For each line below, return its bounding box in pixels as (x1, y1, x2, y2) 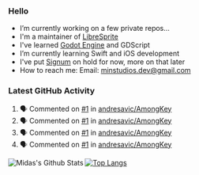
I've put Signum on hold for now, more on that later (19, 57, 186, 67)
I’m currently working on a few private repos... (19, 24, 170, 33)
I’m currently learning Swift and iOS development (19, 49, 180, 59)
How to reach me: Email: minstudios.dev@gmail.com (19, 66, 191, 75)
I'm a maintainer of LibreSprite (19, 32, 118, 41)
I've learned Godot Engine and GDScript (19, 40, 150, 50)
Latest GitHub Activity (8, 86, 96, 97)
